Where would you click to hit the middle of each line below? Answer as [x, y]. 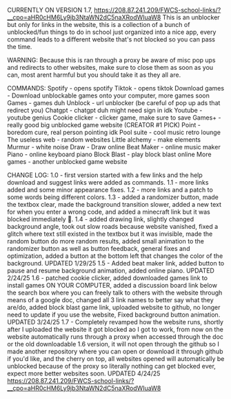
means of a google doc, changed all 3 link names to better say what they [110, 300]
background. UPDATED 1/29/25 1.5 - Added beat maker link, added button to [116, 263]
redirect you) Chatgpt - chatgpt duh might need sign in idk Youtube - [105, 110]
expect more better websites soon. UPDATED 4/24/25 [84, 373]
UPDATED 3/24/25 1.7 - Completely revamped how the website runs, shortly [115, 322]
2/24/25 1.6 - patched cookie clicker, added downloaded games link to [108, 278]
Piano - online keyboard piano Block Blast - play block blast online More [109, 154]
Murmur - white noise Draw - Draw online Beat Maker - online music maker [114, 147]
